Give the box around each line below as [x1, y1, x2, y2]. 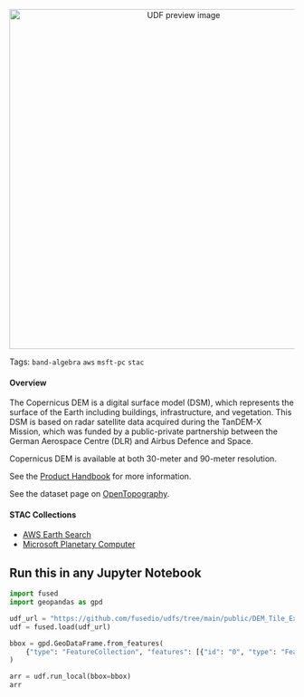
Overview [9, 377, 47, 388]
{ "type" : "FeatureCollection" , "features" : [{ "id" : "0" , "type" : [25, 647, 278, 656]
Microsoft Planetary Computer [22, 539, 136, 550]
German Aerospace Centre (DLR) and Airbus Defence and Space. [9, 436, 253, 447]
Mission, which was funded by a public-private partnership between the [9, 426, 279, 437]
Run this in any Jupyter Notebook [9, 565, 202, 580]
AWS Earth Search [22, 529, 92, 540]
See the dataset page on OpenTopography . [9, 489, 170, 499]
